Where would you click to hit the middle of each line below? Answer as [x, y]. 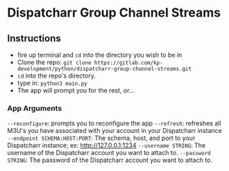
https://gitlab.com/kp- [128, 63]
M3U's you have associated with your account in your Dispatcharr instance [114, 131]
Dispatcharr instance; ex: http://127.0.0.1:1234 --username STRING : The [107, 145]
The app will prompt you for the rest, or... [76, 90]
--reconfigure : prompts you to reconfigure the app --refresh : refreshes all [114, 123]
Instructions [34, 38]
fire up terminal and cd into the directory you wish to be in [100, 55]
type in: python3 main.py [52, 83]
